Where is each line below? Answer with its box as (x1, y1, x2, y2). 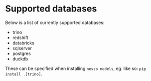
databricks (12, 39, 35, 45)
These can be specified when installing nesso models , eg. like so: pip (5, 65, 146, 71)
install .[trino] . (5, 70, 42, 76)
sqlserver (12, 45, 32, 51)
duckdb (12, 55, 28, 61)
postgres (12, 50, 31, 56)
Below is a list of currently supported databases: (5, 19, 105, 25)
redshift (12, 34, 28, 40)
